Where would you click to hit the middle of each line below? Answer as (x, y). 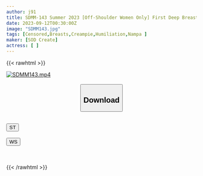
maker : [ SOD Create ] (32, 40)
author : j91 (21, 12)
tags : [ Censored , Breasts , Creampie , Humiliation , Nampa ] (77, 34)
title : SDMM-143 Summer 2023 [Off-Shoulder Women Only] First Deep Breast (102, 18)
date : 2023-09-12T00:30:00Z (42, 23)
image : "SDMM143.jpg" (34, 29)
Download (101, 100)
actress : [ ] (23, 46)
